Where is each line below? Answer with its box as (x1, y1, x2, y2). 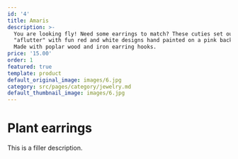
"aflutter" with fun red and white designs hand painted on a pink (13, 37, 217, 44)
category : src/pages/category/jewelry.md (7, 83, 132, 90)
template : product (7, 70, 62, 77)
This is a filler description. (7, 143, 83, 153)
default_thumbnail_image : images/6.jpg (7, 89, 125, 97)
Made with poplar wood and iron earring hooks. (13, 43, 157, 50)
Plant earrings (7, 120, 93, 136)
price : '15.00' (7, 50, 52, 57)
